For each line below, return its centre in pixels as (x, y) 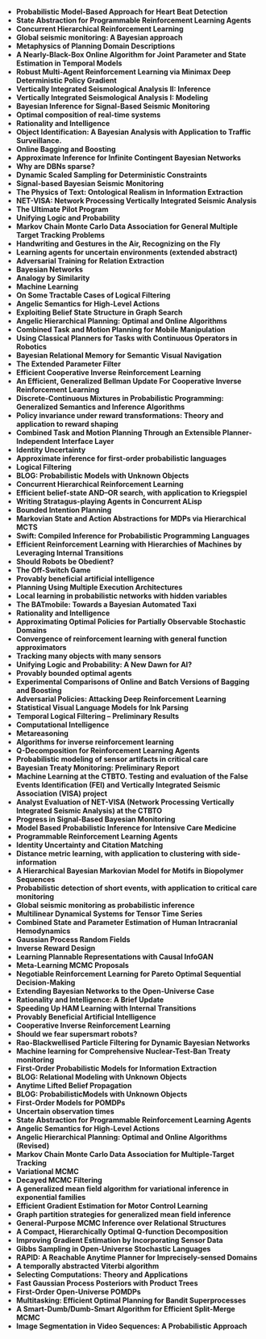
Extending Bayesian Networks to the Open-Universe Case (115, 991)
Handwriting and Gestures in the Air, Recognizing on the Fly (118, 243)
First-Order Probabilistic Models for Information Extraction (116, 1068)
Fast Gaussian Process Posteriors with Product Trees (107, 1283)
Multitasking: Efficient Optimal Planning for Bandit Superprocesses (131, 1300)
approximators (41, 647)
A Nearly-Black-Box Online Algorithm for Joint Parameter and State (131, 55)
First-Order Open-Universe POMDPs (78, 1292)
